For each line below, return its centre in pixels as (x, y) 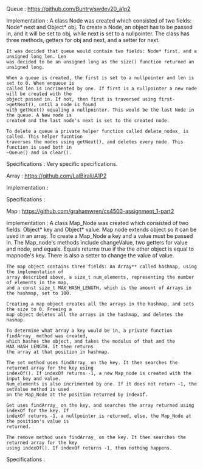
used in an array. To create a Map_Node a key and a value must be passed (100, 236)
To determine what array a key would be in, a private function (89, 331)
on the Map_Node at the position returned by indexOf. (77, 395)
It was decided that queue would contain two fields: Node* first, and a (102, 51)
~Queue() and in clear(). (39, 152)
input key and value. (34, 379)
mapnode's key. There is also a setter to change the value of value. (90, 255)
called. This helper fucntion (45, 137)
